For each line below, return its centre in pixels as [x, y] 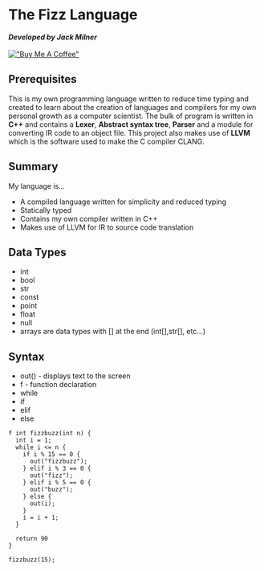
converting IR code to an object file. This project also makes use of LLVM [129, 133]
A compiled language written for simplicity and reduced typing [123, 202]
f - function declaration [58, 385]
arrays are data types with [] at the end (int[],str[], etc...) [113, 332]
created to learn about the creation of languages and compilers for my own [132, 107]
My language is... [37, 186]
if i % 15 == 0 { [52, 455]
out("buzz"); [51, 490]
